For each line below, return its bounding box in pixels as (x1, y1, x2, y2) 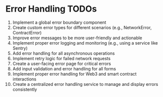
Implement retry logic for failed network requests (12, 55, 111, 61)
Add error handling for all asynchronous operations (12, 50, 115, 56)
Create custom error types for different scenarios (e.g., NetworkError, (12, 24, 152, 30)
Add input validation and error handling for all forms (12, 65, 116, 71)
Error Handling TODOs (5, 3, 97, 15)
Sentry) (12, 45, 28, 51)
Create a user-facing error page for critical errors (12, 61, 111, 66)
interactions (12, 76, 37, 82)
